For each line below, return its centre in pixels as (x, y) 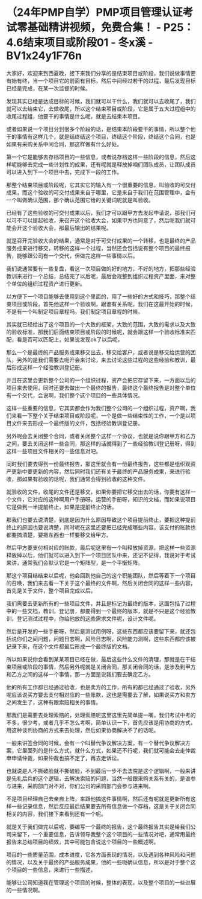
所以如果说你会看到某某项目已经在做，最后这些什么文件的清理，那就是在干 (98, 659)
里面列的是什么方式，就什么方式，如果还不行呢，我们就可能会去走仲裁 (109, 750)
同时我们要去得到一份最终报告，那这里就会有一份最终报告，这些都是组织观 (98, 464)
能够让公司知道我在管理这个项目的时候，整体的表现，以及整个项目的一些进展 (101, 882)
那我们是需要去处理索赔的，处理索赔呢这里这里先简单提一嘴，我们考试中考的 (101, 715)
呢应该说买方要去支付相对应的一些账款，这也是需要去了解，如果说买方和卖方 (101, 694)
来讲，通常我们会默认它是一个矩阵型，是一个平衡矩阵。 (75, 562)
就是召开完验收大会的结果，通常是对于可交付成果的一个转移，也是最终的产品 (101, 240)
